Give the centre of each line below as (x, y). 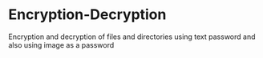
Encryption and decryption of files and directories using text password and (132, 37)
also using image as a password (61, 44)
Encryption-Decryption (87, 15)
